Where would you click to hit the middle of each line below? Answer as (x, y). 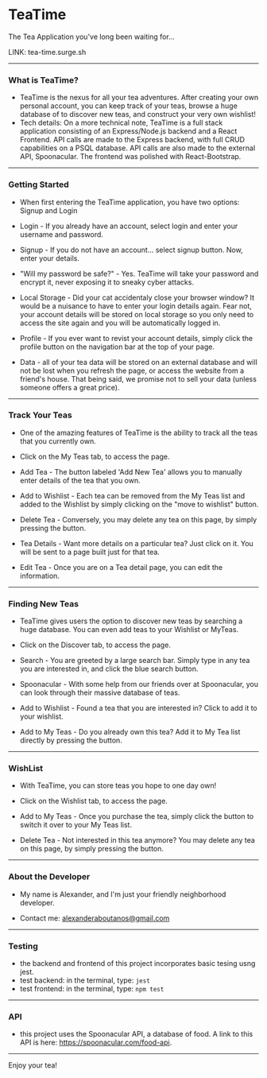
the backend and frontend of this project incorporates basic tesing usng (137, 964)
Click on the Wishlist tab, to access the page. (94, 801)
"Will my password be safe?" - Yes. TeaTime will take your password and (139, 273)
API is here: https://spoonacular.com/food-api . (96, 1042)
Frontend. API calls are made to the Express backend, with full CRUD (132, 140)
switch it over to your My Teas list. (76, 825)
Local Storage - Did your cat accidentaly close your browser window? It (137, 297)
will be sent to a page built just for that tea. (90, 552)
